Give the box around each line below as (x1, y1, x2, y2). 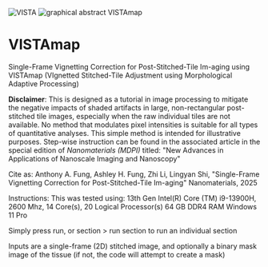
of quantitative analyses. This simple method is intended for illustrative (8, 128, 242, 137)
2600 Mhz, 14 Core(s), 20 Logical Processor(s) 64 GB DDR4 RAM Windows (8, 201, 258, 211)
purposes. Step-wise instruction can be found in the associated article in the (8, 137, 261, 146)
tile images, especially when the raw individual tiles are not (36, 111, 230, 121)
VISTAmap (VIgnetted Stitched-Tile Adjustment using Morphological (8, 70, 233, 80)
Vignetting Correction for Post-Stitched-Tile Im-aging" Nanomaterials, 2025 (8, 177, 258, 187)
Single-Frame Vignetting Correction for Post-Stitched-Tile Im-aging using (8, 62, 250, 71)
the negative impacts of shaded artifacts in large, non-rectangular (8, 102, 226, 112)
